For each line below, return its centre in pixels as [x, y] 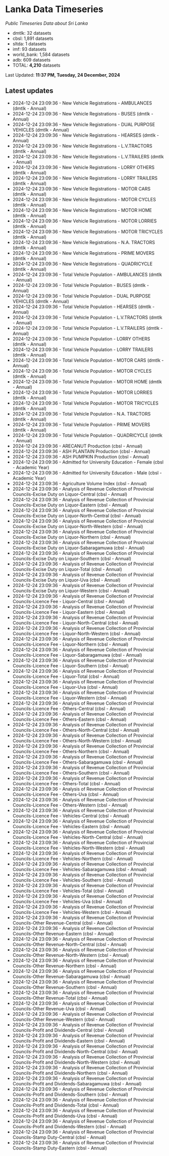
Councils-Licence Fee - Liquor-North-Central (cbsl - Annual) [75, 623]
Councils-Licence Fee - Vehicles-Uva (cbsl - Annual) [67, 901]
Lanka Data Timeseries [54, 9]
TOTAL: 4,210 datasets [36, 65]
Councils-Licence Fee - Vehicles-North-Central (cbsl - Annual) [78, 837]
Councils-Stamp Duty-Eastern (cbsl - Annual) [60, 1148]
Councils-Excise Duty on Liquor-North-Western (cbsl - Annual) [78, 526]
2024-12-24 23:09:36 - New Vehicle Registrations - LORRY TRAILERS [85, 178]
